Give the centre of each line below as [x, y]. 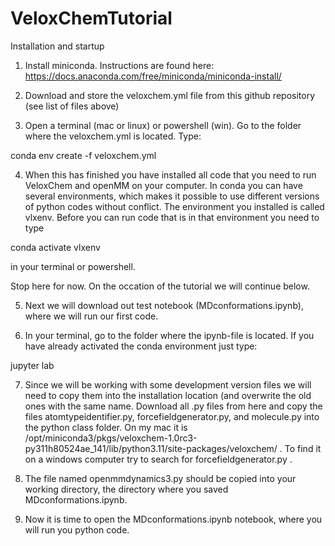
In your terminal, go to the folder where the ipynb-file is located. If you [169, 335]
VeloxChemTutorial [91, 18]
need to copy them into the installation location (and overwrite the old [168, 395]
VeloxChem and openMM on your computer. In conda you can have [163, 185]
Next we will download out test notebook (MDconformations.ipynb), [164, 305]
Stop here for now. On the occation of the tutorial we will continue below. [160, 286]
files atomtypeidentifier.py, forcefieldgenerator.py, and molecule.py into [172, 416]
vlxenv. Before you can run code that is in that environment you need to [172, 217]
